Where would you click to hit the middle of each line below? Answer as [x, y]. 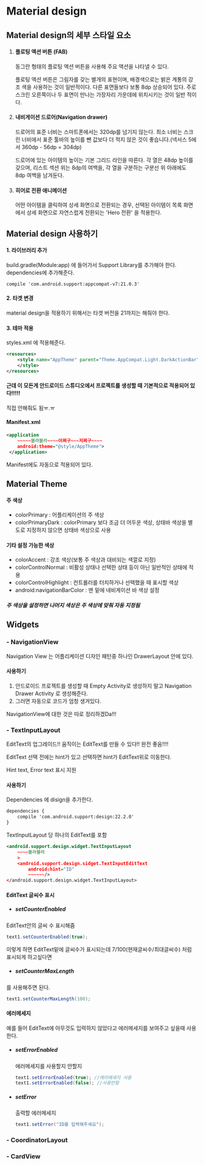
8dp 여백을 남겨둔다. [39, 175]
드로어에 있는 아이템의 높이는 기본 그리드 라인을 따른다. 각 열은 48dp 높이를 [104, 160]
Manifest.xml [23, 422]
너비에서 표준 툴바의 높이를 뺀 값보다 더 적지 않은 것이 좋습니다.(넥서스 [104, 139]
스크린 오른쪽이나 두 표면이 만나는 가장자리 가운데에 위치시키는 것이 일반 [100, 94]
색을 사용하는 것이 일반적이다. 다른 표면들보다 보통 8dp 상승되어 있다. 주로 [109, 87]
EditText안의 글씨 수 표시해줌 [41, 925]
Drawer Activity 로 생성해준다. [51, 693]
